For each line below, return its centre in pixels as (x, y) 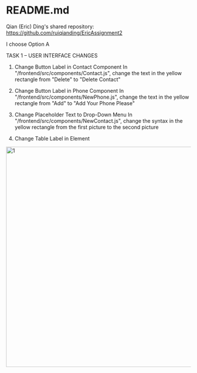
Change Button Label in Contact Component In (71, 67)
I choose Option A (28, 44)
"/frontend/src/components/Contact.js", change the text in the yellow (98, 73)
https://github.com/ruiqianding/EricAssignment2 (64, 32)
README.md (38, 10)
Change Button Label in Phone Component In (69, 90)
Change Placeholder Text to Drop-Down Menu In (74, 115)
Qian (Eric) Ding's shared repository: (50, 26)
